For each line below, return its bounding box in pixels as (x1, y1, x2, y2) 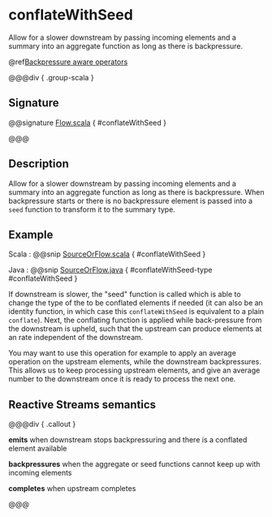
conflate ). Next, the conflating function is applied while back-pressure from (8, 315, 262, 325)
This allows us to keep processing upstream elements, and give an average (8, 365, 261, 375)
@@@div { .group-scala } (8, 72, 95, 82)
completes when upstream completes (8, 484, 136, 493)
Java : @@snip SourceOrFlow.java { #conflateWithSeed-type (8, 265, 213, 275)
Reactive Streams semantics (8, 398, 157, 411)
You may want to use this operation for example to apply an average (8, 348, 237, 358)
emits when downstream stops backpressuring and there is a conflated (8, 435, 248, 445)
